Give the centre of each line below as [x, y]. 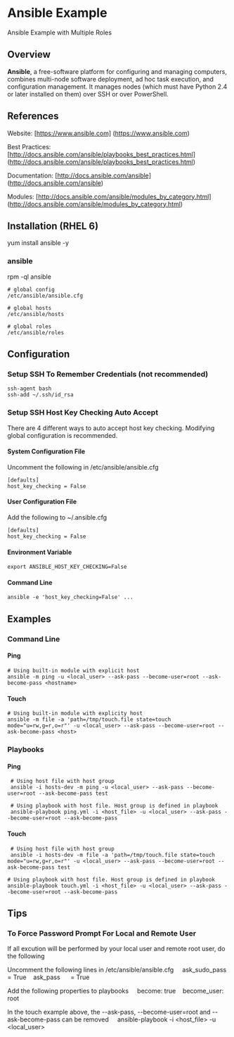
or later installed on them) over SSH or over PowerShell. [88, 94]
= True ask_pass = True [48, 977]
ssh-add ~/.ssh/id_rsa [40, 395]
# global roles [30, 326]
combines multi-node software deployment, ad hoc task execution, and [111, 79]
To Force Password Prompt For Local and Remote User [102, 933]
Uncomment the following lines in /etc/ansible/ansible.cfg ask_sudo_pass [117, 970]
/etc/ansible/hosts [36, 314]
